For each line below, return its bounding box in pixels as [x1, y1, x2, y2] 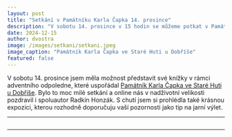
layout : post [7, 10, 45, 17]
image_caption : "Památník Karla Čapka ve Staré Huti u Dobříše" [7, 49, 196, 56]
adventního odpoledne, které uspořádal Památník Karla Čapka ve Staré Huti [7, 81, 222, 89]
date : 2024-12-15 [7, 29, 57, 36]
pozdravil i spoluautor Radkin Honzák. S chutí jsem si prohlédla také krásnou [7, 96, 224, 104]
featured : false [7, 55, 54, 62]
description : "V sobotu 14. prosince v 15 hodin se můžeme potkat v [7, 23, 209, 30]
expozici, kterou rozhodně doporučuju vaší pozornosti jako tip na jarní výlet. [7, 103, 223, 111]
